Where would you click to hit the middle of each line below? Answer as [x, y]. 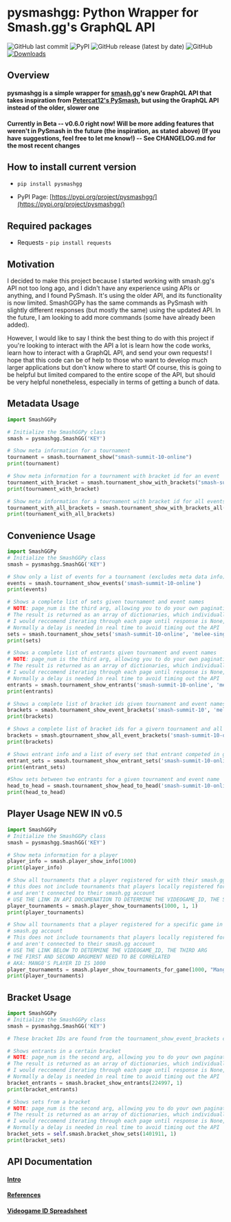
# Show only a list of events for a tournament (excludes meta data [107, 577]
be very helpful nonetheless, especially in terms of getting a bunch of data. [113, 382]
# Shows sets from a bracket [49, 1102]
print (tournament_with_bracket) [53, 489]
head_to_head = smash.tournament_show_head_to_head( [84, 786]
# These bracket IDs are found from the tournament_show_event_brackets [113, 1039]
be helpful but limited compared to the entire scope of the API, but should [111, 374]
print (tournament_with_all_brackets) [61, 514]
